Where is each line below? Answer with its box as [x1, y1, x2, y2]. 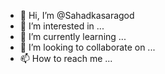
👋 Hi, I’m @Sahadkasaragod [19, 10, 135, 21]
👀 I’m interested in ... [19, 20, 105, 32]
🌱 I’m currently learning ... [19, 31, 127, 42]
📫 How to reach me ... [19, 53, 113, 64]
